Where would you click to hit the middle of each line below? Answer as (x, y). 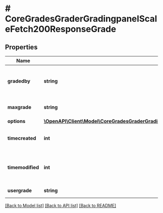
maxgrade (19, 107)
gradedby (19, 81)
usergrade (20, 190)
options (16, 121)
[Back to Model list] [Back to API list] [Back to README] (61, 205)
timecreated (22, 138)
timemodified (23, 167)
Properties (21, 47)
